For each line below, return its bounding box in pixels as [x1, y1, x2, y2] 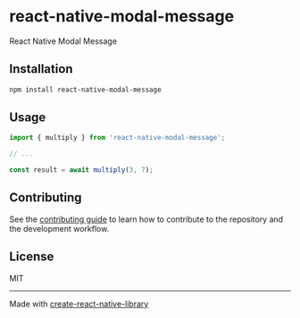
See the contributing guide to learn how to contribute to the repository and [9, 214, 284, 224]
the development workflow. [9, 223, 110, 233]
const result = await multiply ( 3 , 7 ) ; [9, 166, 154, 175]
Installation [9, 61, 73, 77]
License [9, 249, 54, 265]
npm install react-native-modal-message [9, 85, 162, 94]
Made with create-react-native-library [9, 298, 149, 309]
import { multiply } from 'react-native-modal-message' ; [9, 134, 226, 143]
